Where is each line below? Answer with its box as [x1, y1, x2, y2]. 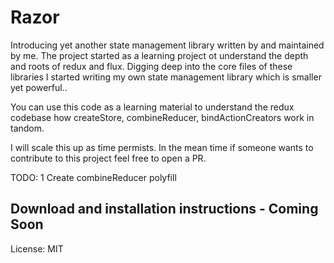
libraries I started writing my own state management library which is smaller [10, 71, 322, 83]
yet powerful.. [10, 81, 68, 93]
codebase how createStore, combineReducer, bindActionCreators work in [10, 111, 315, 123]
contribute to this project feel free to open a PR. [10, 152, 207, 164]
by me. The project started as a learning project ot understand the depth [10, 49, 309, 61]
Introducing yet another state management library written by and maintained [10, 39, 325, 51]
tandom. [10, 122, 45, 134]
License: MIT [10, 242, 64, 255]
